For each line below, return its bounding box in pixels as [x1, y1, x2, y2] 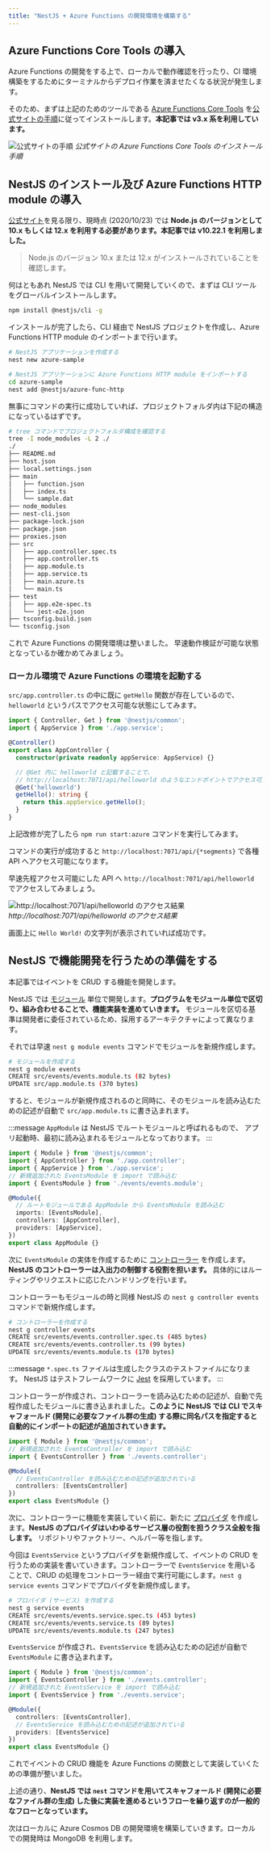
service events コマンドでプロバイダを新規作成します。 [8, 1580, 195, 1590]
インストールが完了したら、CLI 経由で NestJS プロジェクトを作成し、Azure [8, 322, 260, 332]
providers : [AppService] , [15, 1224, 103, 1232]
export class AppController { [8, 747, 110, 755]
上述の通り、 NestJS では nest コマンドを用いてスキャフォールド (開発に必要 [8, 1786, 262, 1796]
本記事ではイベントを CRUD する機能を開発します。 [8, 977, 181, 986]
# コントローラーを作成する [8, 1318, 89, 1326]
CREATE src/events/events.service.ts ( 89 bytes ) [8, 1619, 175, 1627]
